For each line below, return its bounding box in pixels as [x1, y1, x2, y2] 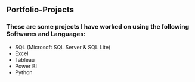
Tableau [14, 56, 35, 63]
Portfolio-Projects [6, 5, 75, 15]
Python [14, 68, 33, 76]
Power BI [14, 62, 38, 70]
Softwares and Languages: [6, 30, 86, 38]
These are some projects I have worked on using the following [6, 23, 190, 31]
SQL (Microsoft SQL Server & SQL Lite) [14, 43, 111, 51]
